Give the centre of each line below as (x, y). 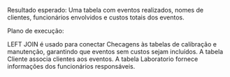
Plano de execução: (36, 31)
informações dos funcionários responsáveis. (71, 66)
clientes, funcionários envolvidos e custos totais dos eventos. (96, 17)
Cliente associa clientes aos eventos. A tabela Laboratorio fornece (103, 59)
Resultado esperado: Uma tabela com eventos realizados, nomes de (106, 10)
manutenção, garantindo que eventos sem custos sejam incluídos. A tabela (115, 52)
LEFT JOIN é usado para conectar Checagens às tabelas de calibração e (112, 44)
